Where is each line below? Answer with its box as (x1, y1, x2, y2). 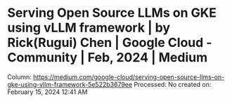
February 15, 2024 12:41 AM (7, 88, 88, 96)
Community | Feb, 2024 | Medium (7, 50, 208, 66)
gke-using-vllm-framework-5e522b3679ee (7, 80, 132, 88)
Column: (7, 72, 32, 81)
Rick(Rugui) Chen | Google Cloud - (7, 35, 212, 50)
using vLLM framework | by (7, 20, 171, 36)
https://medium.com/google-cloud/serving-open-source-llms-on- (32, 72, 225, 81)
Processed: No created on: (133, 80, 212, 88)
